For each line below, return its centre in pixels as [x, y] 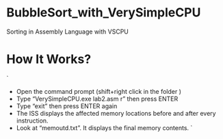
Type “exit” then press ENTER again [67, 106]
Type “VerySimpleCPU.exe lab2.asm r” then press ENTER [97, 99]
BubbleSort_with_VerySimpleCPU [104, 13]
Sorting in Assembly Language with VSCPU [68, 31]
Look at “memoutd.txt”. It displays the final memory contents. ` [104, 127]
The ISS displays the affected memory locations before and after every [116, 113]
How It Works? [49, 59]
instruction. [32, 121]
